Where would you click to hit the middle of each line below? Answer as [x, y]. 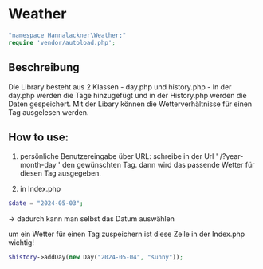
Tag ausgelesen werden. [49, 112]
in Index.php [40, 189]
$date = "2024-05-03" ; [46, 204]
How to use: [39, 137]
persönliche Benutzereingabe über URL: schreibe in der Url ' [119, 156]
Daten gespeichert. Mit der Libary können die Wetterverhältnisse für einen [130, 104]
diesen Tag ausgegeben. [61, 173]
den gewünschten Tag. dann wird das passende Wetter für [159, 165]
